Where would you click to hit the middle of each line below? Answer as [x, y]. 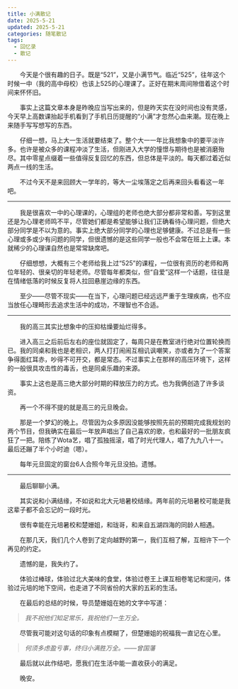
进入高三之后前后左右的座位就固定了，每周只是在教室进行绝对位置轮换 [122, 341]
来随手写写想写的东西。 [41, 125]
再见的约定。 [26, 549]
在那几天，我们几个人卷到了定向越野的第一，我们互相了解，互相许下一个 [125, 539]
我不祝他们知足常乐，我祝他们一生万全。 [84, 617]
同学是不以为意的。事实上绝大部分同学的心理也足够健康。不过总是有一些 [125, 230]
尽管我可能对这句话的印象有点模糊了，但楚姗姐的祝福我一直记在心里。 [122, 633]
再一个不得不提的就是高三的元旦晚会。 [76, 407]
